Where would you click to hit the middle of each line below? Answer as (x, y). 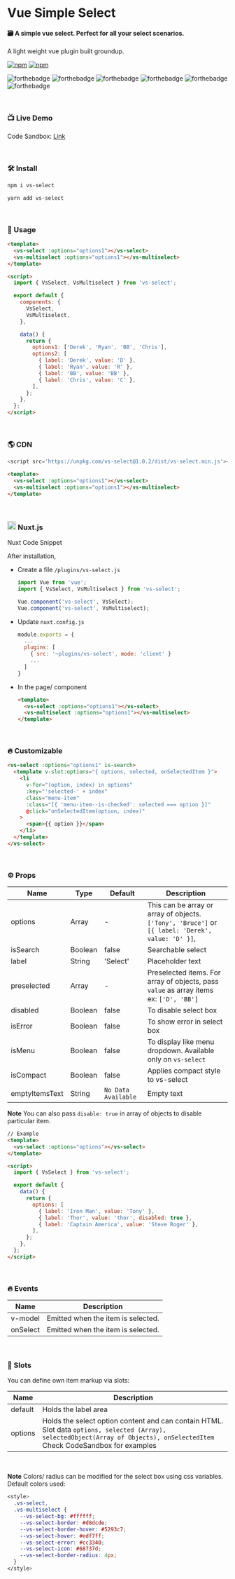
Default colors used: (36, 1484)
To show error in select (185, 1022)
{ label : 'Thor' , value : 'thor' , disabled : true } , (115, 1218)
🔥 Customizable (35, 751)
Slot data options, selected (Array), (104, 1430)
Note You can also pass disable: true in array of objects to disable (105, 1113)
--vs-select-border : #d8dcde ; (64, 1523)
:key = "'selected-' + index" (67, 791)
